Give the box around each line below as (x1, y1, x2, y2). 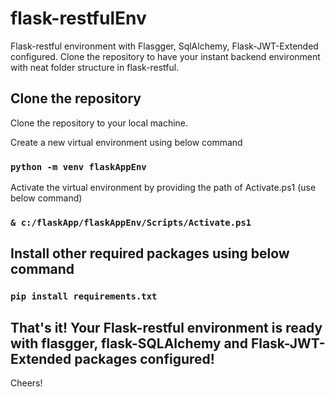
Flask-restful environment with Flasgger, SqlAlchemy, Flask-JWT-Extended (10, 40, 319, 52)
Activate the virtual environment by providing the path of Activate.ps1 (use (10, 182, 317, 194)
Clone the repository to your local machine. (10, 117, 189, 129)
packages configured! (74, 350, 215, 367)
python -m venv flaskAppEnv (10, 161, 147, 172)
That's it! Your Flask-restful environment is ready (10, 319, 323, 336)
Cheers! (10, 377, 43, 389)
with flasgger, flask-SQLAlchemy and (10, 335, 248, 352)
